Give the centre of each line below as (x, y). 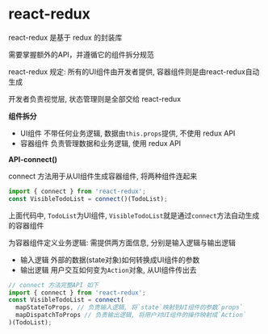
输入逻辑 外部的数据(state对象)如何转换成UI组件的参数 (110, 260)
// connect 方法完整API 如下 (54, 285)
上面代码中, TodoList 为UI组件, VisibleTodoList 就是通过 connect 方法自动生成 (134, 215)
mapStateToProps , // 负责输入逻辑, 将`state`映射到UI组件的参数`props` (130, 307)
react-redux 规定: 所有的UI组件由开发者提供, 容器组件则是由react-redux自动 (134, 71)
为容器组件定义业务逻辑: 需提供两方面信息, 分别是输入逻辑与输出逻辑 (122, 242)
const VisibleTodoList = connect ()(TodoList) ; (88, 198)
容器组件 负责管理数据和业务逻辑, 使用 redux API (100, 143)
